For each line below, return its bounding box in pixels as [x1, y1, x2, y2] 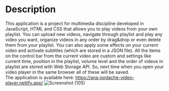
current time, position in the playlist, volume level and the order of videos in [5, 58, 163, 64]
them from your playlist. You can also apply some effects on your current [5, 42, 158, 48]
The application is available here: [5, 74, 75, 80]
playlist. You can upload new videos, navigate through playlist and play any [5, 31, 163, 37]
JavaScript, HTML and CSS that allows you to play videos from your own [5, 25, 158, 32]
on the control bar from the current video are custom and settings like [5, 52, 152, 59]
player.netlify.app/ [5, 80, 43, 86]
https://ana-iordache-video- [75, 74, 135, 80]
